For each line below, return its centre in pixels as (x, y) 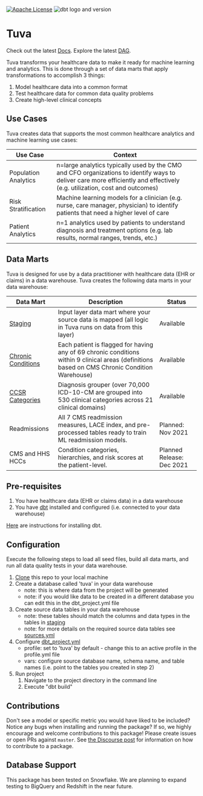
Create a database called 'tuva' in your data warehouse (84, 584)
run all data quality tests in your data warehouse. (67, 566)
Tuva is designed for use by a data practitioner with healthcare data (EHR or (101, 274)
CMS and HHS (30, 453)
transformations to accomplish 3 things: (56, 75)
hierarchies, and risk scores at (101, 457)
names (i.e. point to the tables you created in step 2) (89, 668)
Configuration (33, 544)
